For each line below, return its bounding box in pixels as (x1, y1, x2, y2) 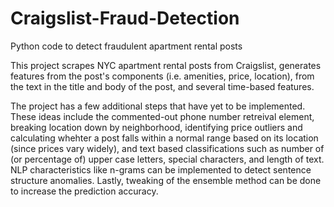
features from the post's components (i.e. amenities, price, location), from (10, 70, 315, 82)
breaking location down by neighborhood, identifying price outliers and (10, 121, 303, 133)
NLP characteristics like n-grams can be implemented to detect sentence (10, 163, 312, 176)
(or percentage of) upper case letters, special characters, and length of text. (10, 153, 325, 165)
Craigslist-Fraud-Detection (10, 7, 240, 30)
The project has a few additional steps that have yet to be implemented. (10, 100, 306, 112)
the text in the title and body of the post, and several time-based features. (10, 80, 315, 92)
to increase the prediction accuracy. (10, 185, 159, 197)
